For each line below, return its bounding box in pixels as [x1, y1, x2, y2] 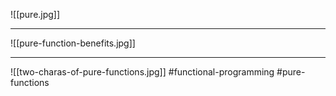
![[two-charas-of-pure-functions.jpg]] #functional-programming [10, 66, 275, 78]
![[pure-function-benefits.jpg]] [10, 37, 136, 49]
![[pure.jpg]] [10, 9, 61, 20]
